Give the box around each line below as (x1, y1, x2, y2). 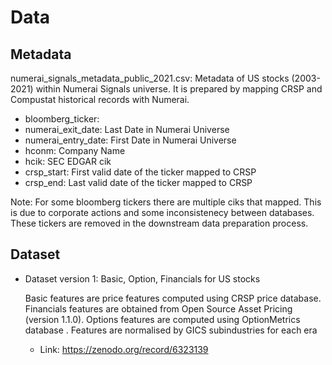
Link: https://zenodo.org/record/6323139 (39, 343, 209, 355)
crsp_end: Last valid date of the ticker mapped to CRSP (24, 177, 253, 188)
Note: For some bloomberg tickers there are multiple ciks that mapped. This (10, 196, 322, 208)
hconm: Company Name (24, 145, 126, 156)
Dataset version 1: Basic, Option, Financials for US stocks (24, 272, 261, 285)
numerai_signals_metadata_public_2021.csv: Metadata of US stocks (10, 72, 290, 84)
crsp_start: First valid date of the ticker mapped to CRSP (24, 166, 257, 178)
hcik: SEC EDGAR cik (24, 156, 112, 167)
